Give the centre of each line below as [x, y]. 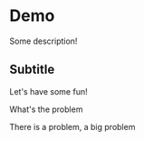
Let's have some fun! [48, 91]
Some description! [43, 41]
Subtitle [32, 70]
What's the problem [46, 109]
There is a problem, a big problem [72, 126]
